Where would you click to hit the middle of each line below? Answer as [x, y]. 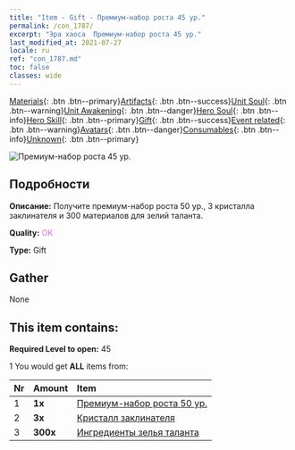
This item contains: [64, 327]
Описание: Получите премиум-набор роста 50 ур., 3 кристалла [132, 205]
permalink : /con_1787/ [51, 26]
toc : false [29, 68]
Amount [51, 388]
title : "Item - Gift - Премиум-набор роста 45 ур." [107, 17]
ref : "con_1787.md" [46, 59]
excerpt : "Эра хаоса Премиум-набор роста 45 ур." [105, 34]
